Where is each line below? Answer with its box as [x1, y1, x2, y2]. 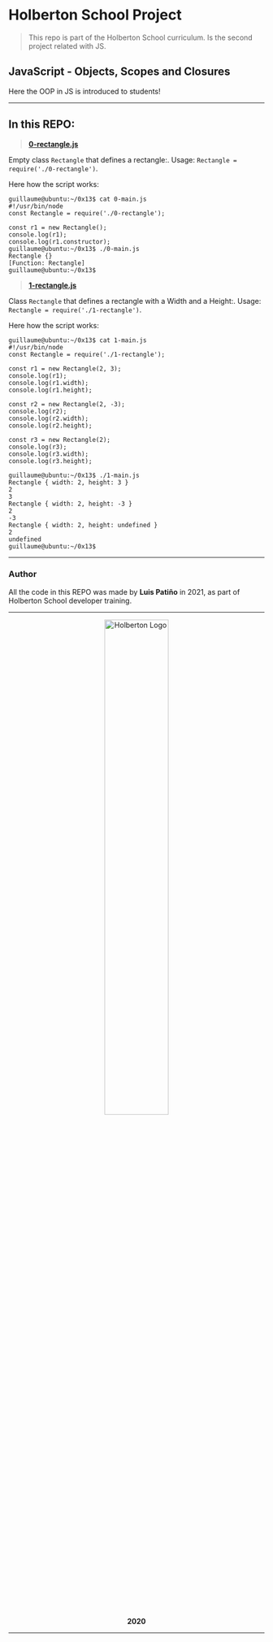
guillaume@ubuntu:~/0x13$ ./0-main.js [8, 245, 140, 253]
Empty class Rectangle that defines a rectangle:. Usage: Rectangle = [8, 154, 237, 164]
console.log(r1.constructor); [8, 237, 111, 245]
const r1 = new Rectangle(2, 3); [8, 364, 122, 373]
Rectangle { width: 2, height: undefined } [8, 521, 158, 529]
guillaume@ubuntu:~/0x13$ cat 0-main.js [8, 195, 148, 203]
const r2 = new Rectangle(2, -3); [8, 400, 126, 408]
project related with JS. [28, 41, 107, 50]
